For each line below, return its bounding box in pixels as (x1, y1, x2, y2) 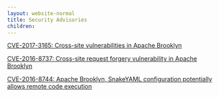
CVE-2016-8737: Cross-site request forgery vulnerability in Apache (7, 55, 198, 63)
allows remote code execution (7, 83, 93, 91)
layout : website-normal (7, 10, 76, 17)
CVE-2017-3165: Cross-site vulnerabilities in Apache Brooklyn (7, 42, 182, 50)
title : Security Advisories (7, 16, 88, 23)
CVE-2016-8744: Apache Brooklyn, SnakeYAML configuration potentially (7, 75, 213, 83)
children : (7, 23, 36, 29)
